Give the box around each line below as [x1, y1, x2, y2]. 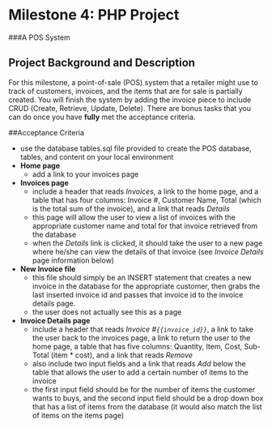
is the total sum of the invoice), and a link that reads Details [32, 203, 231, 213]
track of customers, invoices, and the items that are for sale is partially [8, 86, 243, 96]
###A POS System [8, 32, 70, 42]
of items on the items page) [32, 410, 125, 420]
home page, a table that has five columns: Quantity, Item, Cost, [32, 341, 243, 351]
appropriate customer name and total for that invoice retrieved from [32, 220, 257, 230]
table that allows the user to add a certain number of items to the [32, 367, 249, 377]
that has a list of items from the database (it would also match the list [32, 401, 262, 411]
